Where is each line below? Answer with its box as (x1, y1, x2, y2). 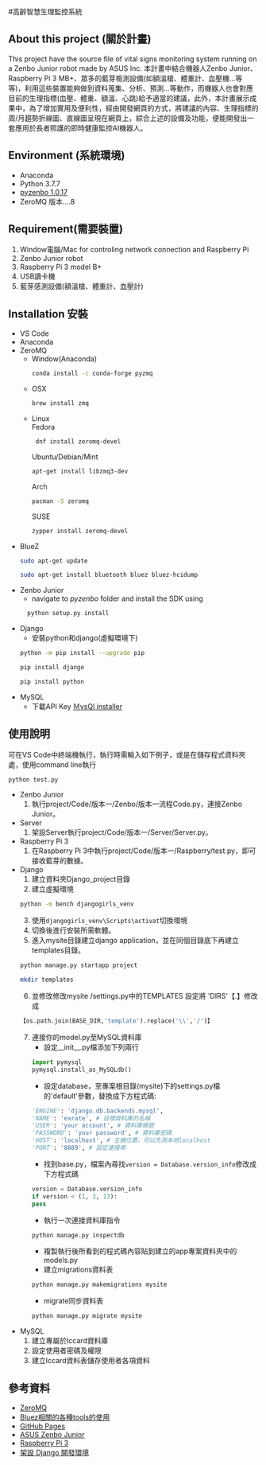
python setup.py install (27, 610, 110, 618)
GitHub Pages (19, 1421, 66, 1431)
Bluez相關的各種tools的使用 (19, 1412, 110, 1422)
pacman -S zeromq (31, 497, 90, 505)
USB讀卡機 (19, 271, 56, 281)
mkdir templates (19, 976, 74, 984)
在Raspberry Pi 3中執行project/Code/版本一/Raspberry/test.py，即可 (31, 846, 256, 855)
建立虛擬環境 (31, 884, 74, 894)
